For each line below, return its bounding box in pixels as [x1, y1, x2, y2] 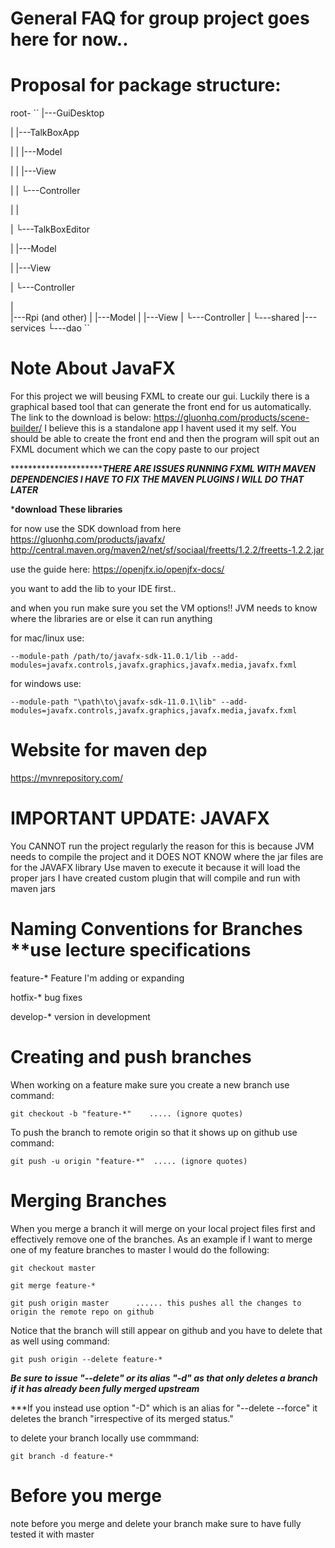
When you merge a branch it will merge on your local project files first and [10, 1222, 316, 1234]
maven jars [10, 882, 56, 894]
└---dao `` [47, 322, 90, 334]
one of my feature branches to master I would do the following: [10, 1243, 270, 1256]
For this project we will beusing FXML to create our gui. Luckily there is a [10, 390, 310, 402]
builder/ [10, 422, 43, 434]
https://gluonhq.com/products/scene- [153, 412, 310, 424]
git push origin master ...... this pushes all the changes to [10, 1298, 302, 1308]
